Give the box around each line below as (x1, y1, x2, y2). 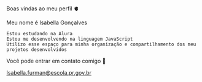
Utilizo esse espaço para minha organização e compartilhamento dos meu (6, 41, 196, 47)
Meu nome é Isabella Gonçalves (6, 19, 88, 26)
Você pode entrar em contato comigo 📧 (6, 57, 106, 64)
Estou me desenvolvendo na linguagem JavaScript (6, 36, 133, 42)
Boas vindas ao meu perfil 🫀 (6, 5, 80, 12)
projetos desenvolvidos (6, 47, 68, 53)
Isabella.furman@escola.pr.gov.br (6, 69, 92, 76)
